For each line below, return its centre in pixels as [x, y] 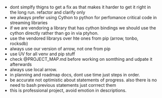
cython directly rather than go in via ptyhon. [54, 33]
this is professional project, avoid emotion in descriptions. [68, 90]
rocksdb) [19, 43]
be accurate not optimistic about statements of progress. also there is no [83, 80]
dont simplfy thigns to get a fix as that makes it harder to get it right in [80, 7]
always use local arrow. [33, 70]
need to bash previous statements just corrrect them [63, 85]
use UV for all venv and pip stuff [42, 54]
